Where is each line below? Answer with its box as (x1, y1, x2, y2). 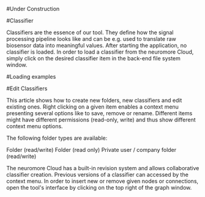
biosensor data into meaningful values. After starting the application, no (6, 42, 187, 49)
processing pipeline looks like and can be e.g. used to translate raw (6, 35, 176, 42)
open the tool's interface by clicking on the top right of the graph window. (6, 184, 192, 191)
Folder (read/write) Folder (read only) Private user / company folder (6, 146, 177, 153)
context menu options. (6, 123, 63, 130)
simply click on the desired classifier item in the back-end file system (6, 55, 181, 62)
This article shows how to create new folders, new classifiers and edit (6, 97, 182, 104)
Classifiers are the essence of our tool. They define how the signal (6, 29, 174, 36)
